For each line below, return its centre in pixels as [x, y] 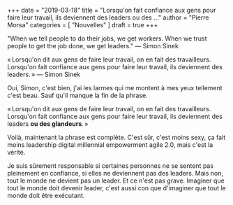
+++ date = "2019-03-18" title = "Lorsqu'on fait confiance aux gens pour [112, 10]
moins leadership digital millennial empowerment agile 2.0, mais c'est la [110, 145]
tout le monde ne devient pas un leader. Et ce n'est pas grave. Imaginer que [116, 181]
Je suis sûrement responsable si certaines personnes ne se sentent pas [111, 166]
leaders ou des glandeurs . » [48, 124]
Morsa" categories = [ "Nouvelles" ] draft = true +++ [83, 25]
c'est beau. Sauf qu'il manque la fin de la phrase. [77, 95]
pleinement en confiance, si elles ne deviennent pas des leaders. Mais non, [115, 173]
